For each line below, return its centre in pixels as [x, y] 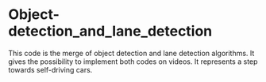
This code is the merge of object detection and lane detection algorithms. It [131, 53]
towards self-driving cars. [50, 69]
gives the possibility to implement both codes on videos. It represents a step [133, 61]
